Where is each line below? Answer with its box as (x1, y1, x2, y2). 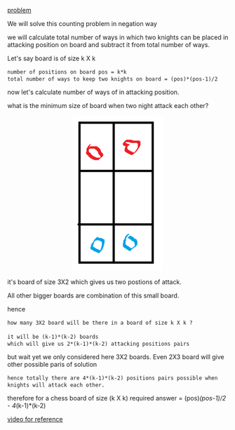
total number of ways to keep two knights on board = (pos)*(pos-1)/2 (7, 76, 218, 83)
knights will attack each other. (7, 382, 105, 389)
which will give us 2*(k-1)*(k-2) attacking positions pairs (7, 340, 190, 347)
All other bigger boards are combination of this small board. (7, 291, 180, 300)
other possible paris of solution (7, 361, 98, 368)
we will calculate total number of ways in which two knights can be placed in (7, 33, 229, 41)
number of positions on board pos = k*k (7, 69, 128, 76)
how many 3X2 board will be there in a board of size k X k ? (7, 319, 193, 326)
